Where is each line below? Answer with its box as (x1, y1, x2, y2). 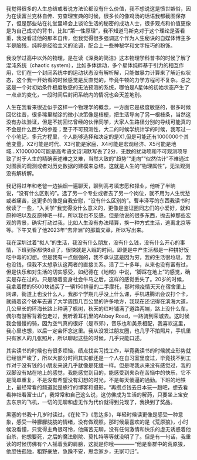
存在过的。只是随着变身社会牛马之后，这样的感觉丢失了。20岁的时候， (16, 276, 188, 282)
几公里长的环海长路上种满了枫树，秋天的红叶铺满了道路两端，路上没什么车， (6, 305, 191, 312)
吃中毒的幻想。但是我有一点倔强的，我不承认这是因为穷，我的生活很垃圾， (6, 254, 186, 261)
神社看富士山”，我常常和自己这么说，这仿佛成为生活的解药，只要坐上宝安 (11, 391, 189, 398)
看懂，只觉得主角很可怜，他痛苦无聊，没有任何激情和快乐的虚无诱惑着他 (16, 426, 191, 432)
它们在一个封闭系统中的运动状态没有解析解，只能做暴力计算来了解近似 (16, 69, 186, 76)
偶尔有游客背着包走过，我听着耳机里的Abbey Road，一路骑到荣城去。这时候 (6, 312, 190, 319)
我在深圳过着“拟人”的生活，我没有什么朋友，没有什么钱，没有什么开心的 (6, 239, 181, 246)
